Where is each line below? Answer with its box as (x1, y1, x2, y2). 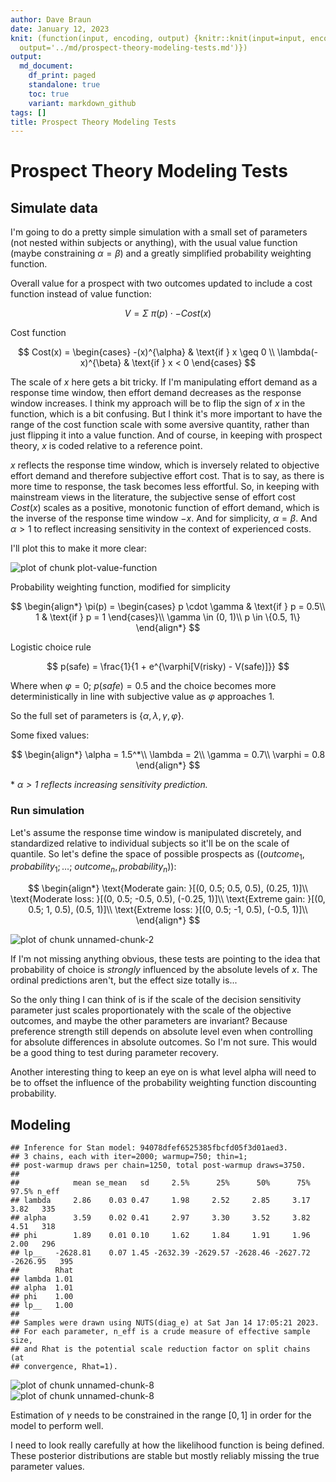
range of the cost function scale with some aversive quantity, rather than (10, 419, 310, 431)
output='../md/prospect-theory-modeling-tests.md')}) (19, 42, 248, 53)
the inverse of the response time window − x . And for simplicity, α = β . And (10, 512, 318, 525)
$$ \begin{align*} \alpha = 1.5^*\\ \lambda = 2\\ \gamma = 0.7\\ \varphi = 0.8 (10, 749, 326, 761)
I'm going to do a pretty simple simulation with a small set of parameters (10, 226, 308, 238)
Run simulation (10, 804, 85, 818)
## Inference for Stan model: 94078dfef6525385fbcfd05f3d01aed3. (10, 1142, 288, 1153)
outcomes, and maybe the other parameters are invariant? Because (10, 1015, 288, 1027)
